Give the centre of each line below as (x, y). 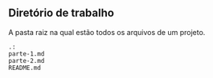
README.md (25, 68)
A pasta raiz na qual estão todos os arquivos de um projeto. (107, 32)
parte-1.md (27, 54)
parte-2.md (27, 60)
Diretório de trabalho (61, 13)
